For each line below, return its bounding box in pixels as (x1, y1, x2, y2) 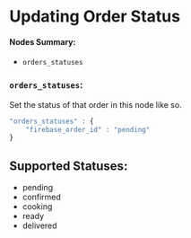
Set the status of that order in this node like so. (9, 99, 182, 110)
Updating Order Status (9, 6, 181, 27)
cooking (22, 201, 53, 212)
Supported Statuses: (9, 158, 128, 173)
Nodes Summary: (9, 36, 76, 47)
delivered (22, 220, 57, 231)
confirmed (22, 191, 61, 203)
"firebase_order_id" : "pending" (25, 125, 151, 134)
